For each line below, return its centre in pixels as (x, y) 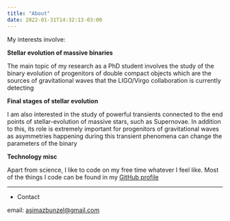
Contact (28, 196)
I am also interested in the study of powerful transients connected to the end (115, 114)
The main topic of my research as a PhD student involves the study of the (111, 66)
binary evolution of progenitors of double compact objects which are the (110, 73)
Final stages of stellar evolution (53, 101)
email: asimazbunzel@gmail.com (53, 210)
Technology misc (32, 156)
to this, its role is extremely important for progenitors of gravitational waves (113, 129)
